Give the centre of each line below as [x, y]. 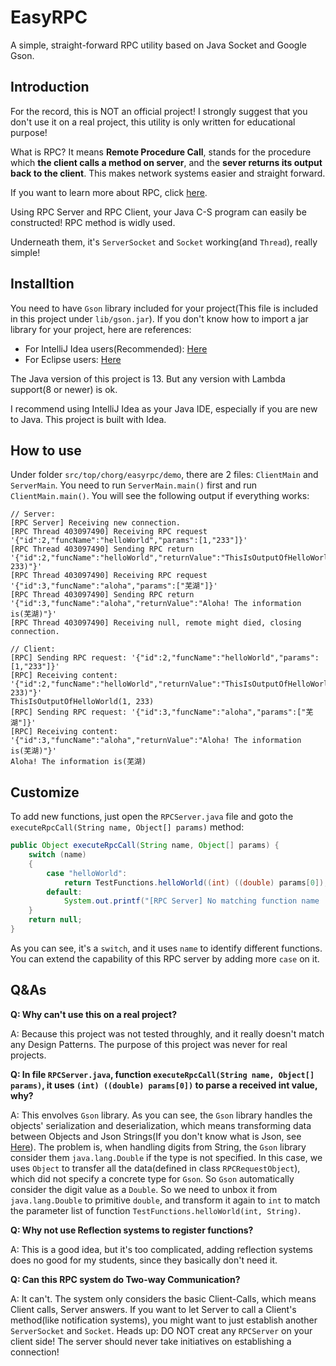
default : [64, 892]
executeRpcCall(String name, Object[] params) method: [127, 827]
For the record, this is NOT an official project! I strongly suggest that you [159, 111]
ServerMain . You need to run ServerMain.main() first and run [134, 485]
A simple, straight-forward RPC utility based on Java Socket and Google [158, 45]
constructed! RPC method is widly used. [93, 222]
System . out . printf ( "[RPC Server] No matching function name [191, 901]
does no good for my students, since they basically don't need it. [144, 1260]
